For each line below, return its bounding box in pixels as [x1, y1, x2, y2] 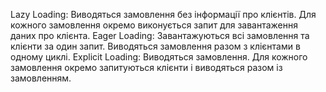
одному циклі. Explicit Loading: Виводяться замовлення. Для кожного [10, 51, 308, 63]
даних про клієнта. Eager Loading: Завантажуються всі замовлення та [10, 30, 310, 41]
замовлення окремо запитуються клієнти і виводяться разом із [10, 62, 283, 73]
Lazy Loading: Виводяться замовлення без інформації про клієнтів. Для [10, 9, 317, 20]
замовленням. [10, 72, 72, 84]
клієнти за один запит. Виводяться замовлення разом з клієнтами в [10, 40, 301, 52]
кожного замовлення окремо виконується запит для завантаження [10, 19, 299, 31]
